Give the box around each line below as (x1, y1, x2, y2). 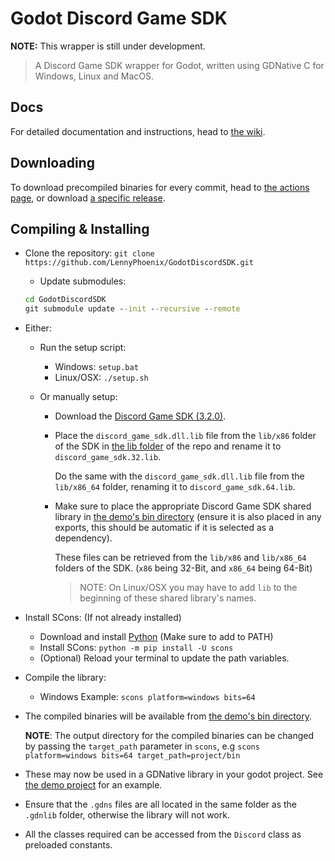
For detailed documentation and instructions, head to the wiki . (10, 125, 266, 137)
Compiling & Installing (10, 220, 150, 237)
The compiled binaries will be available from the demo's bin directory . (24, 710, 312, 722)
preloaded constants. (24, 839, 113, 851)
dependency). (54, 532, 113, 544)
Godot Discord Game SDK (10, 7, 228, 30)
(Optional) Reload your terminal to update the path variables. (39, 652, 290, 664)
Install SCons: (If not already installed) (24, 612, 182, 624)
